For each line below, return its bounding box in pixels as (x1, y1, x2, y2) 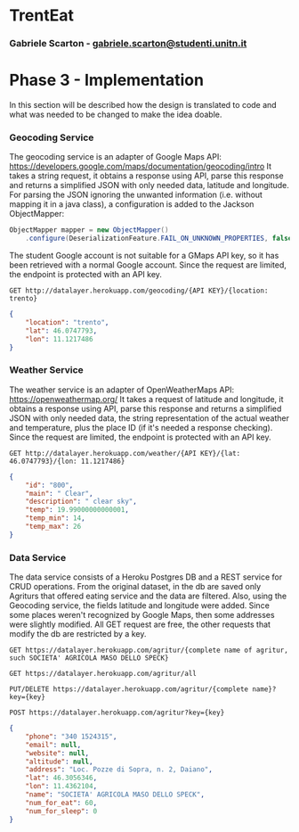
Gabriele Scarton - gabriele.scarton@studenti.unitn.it (9, 37, 247, 50)
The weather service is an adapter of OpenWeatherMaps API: (9, 384, 234, 395)
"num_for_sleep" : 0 (25, 806, 98, 816)
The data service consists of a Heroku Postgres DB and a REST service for (9, 572, 283, 582)
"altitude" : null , (25, 757, 93, 766)
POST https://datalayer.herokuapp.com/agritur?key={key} (9, 708, 225, 718)
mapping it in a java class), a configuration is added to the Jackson (9, 199, 255, 210)
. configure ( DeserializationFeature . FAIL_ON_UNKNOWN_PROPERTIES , (25, 234, 269, 243)
